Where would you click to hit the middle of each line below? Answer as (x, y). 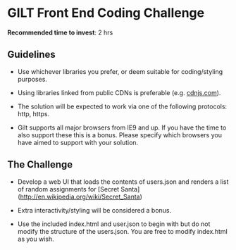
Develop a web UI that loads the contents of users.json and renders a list (123, 182)
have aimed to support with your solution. (78, 142)
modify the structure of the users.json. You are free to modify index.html (122, 231)
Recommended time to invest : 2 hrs (60, 32)
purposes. (32, 79)
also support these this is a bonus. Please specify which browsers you (119, 135)
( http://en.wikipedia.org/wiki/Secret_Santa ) (80, 196)
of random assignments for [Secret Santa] (79, 189)
